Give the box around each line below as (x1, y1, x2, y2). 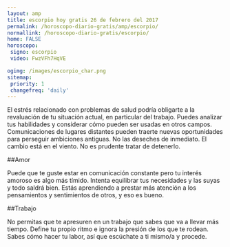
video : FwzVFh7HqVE (10, 55, 67, 62)
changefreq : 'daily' (10, 87, 70, 94)
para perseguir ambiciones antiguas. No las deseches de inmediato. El (7, 135, 207, 144)
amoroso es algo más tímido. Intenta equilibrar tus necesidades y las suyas (7, 177, 220, 185)
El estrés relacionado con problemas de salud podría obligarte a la (7, 106, 195, 114)
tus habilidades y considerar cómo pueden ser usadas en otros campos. (7, 120, 212, 128)
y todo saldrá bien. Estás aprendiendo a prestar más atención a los (7, 184, 196, 192)
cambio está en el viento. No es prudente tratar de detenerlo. (7, 142, 181, 150)
